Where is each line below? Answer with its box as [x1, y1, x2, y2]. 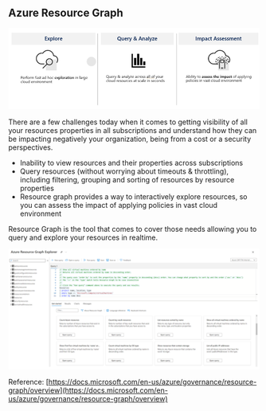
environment [19, 209, 62, 218]
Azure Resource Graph [8, 6, 123, 20]
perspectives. [8, 143, 53, 152]
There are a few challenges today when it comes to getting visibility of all [8, 117, 248, 127]
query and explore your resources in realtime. [8, 233, 158, 242]
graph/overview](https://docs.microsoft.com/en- [8, 386, 169, 395]
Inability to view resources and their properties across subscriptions [19, 158, 244, 167]
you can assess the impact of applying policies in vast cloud [19, 200, 217, 209]
